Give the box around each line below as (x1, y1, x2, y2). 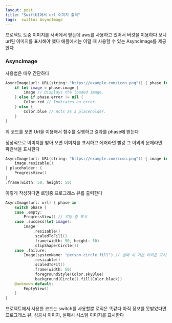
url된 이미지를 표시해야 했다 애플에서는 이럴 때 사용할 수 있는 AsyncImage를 (5, 38, 157, 44)
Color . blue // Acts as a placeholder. (24, 109, 106, 114)
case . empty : (14, 210, 42, 215)
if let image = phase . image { (14, 85, 79, 90)
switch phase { (14, 205, 47, 210)
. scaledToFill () (32, 233, 68, 239)
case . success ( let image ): (14, 219, 72, 224)
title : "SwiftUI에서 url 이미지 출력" (5, 12, 81, 17)
